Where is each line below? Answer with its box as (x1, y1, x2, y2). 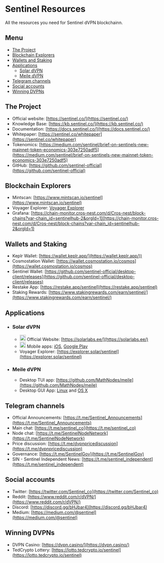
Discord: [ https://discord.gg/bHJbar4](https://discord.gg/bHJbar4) (12, 504, 147, 510)
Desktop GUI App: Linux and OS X (19, 387, 88, 393)
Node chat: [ (12, 430, 38, 436)
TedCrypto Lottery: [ (12, 547, 54, 553)
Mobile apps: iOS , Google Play (26, 343, 88, 349)
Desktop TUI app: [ (19, 377, 58, 383)
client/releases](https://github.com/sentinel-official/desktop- (12, 274, 135, 280)
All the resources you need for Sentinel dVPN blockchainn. (5, 20, 123, 25)
